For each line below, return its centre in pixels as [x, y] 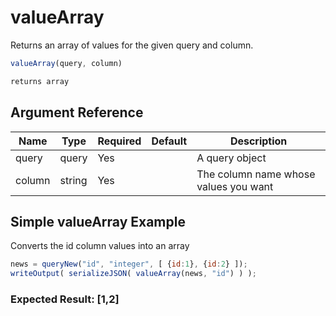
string [73, 180]
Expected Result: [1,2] [65, 299]
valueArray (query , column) [66, 63]
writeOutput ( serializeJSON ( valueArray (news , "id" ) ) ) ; [133, 274]
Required [119, 141]
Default [169, 141]
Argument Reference [77, 112]
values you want [235, 186]
